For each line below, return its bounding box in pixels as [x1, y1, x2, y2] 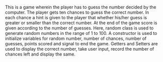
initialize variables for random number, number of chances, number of [5, 35, 147, 41]
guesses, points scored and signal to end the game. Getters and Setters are [5, 41, 158, 46]
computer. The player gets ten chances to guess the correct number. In [5, 9, 149, 15]
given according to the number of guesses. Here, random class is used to [5, 25, 154, 31]
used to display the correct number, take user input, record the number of [5, 46, 154, 52]
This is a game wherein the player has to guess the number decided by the [5, 4, 156, 10]
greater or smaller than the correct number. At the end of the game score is [5, 20, 158, 26]
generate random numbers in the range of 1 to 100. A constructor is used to [5, 31, 157, 36]
